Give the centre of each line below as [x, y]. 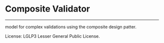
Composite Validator [48, 9]
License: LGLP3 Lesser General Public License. [52, 36]
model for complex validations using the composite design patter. [71, 27]
